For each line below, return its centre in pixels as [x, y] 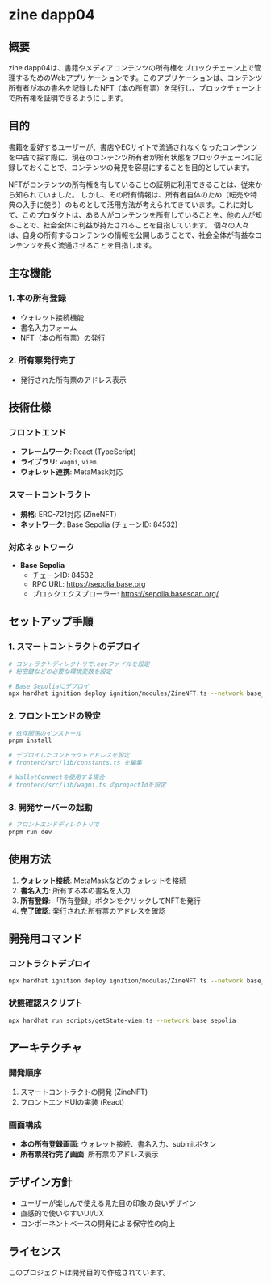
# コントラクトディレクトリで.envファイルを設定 [79, 664]
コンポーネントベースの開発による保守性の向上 [98, 1224]
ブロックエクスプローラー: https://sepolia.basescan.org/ [125, 594]
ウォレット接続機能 [52, 317]
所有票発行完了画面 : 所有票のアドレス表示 [89, 1154]
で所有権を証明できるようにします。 [68, 98]
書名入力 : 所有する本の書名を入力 [75, 890]
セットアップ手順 [51, 622]
